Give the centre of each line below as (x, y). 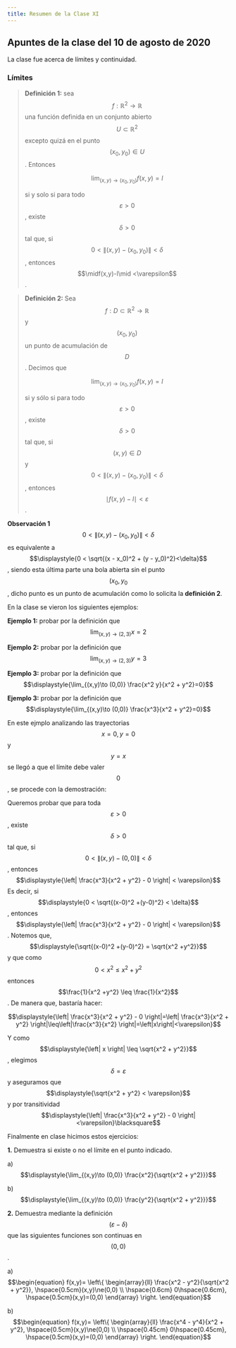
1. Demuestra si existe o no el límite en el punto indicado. (90, 1150)
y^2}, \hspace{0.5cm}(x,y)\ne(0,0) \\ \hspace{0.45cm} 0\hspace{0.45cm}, (118, 1329)
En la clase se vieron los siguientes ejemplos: (73, 607)
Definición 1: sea (49, 93)
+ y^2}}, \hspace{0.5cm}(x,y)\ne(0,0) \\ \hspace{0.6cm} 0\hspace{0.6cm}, (118, 1289)
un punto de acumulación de (66, 346)
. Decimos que (45, 368)
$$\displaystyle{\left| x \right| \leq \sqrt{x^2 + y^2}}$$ (118, 1049)
